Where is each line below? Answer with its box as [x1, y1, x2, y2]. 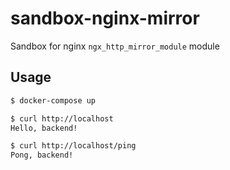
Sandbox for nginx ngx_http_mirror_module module [10, 40, 220, 52]
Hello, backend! [10, 123, 78, 133]
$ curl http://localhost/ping [10, 141, 137, 151]
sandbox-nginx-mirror [10, 7, 200, 30]
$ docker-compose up [10, 95, 97, 106]
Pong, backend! [10, 150, 74, 161]
